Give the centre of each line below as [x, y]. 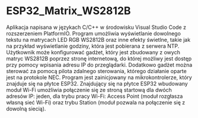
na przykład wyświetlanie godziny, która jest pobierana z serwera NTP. [93, 46]
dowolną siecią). [26, 109]
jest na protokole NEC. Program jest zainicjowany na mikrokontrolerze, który [99, 77]
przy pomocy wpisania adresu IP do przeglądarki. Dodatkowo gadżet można [99, 65]
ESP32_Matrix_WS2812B [69, 11]
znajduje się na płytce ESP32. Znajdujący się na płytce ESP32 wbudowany [97, 83]
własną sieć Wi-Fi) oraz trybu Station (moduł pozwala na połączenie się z [96, 102]
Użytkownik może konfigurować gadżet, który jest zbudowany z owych [93, 52]
